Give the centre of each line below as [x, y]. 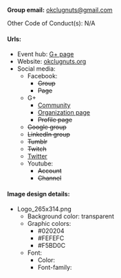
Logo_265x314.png [44, 209]
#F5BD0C [52, 246]
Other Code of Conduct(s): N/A [51, 23]
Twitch [37, 149]
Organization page [64, 113]
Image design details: [38, 194]
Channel [49, 178]
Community [54, 105]
